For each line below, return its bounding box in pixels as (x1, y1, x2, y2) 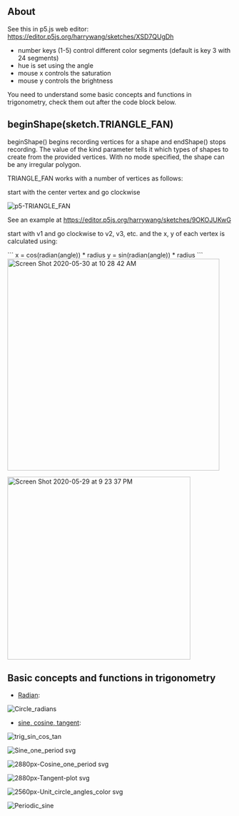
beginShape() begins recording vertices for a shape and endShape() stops (7, 137, 226, 146)
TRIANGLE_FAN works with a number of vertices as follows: (7, 174, 183, 183)
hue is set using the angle (17, 61, 94, 70)
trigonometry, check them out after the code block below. (7, 98, 177, 106)
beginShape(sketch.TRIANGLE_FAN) (7, 118, 174, 131)
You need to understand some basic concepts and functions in (7, 90, 192, 98)
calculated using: (7, 237, 58, 245)
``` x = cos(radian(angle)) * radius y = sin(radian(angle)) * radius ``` (7, 250, 203, 259)
